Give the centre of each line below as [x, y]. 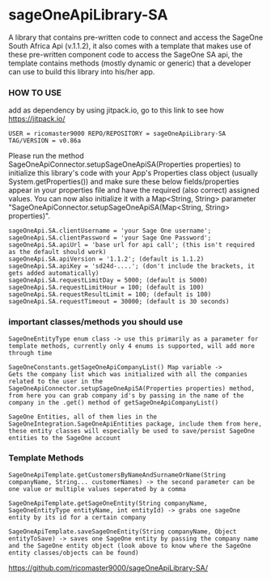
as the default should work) [57, 252]
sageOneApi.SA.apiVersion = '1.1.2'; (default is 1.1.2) [106, 259]
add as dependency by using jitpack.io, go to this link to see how [116, 110]
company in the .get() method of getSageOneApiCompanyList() [114, 402]
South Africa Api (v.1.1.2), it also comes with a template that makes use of [130, 45]
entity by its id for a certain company [78, 517]
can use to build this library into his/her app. [82, 71]
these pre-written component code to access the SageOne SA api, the [125, 54]
